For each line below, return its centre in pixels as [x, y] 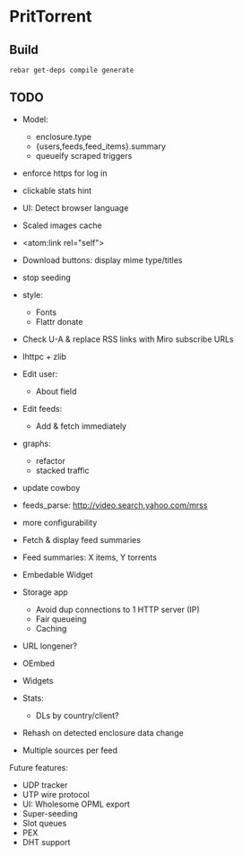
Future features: [39, 767]
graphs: [36, 443]
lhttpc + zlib [44, 356]
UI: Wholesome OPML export [76, 804]
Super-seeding [50, 813]
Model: [35, 119]
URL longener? [50, 646]
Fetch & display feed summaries [82, 539]
